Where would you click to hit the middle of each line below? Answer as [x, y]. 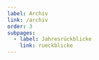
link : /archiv [28, 20]
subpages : [22, 33]
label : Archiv [28, 13]
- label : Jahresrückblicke [53, 39]
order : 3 [20, 26]
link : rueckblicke [46, 46]
